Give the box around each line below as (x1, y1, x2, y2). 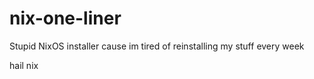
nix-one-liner (9, 7, 122, 30)
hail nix (9, 59, 39, 71)
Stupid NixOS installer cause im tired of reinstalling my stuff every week (9, 40, 305, 52)
